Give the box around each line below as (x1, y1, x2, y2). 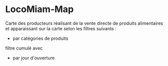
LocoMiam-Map (5, 4, 74, 15)
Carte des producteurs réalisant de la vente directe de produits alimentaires (5, 20, 163, 26)
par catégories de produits (12, 35, 69, 41)
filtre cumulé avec (5, 45, 43, 51)
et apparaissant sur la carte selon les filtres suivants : (5, 25, 117, 31)
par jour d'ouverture (12, 54, 55, 61)
